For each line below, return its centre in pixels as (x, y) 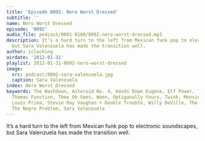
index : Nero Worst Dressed (41, 86)
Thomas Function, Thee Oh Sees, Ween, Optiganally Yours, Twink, (97, 97)
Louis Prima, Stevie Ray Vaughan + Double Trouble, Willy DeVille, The (105, 103)
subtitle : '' (23, 18)
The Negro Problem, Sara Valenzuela (58, 108)
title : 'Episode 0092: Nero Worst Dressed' (63, 12)
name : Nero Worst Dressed (39, 23)
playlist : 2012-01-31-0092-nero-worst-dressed (67, 63)
